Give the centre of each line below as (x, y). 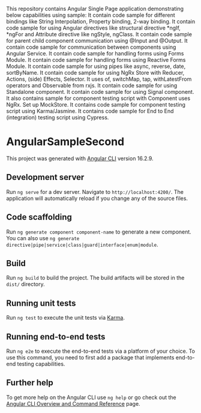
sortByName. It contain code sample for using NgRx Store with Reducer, (95, 73)
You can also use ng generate (43, 238)
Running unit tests (41, 303)
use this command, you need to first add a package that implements (90, 357)
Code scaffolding (39, 217)
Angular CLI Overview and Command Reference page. (73, 403)
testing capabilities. (41, 364)
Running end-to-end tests (56, 337)
